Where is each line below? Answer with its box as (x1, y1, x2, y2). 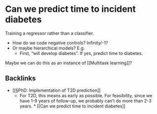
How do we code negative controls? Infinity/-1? (12, 39, 108, 45)
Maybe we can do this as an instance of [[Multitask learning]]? (5, 60, 132, 66)
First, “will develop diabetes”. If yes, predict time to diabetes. (19, 50, 143, 56)
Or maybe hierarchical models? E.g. (12, 45, 85, 51)
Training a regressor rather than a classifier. (5, 30, 94, 36)
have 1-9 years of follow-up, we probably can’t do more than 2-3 (19, 98, 152, 104)
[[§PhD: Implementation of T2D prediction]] (12, 87, 101, 93)
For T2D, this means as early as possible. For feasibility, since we (19, 92, 153, 98)
